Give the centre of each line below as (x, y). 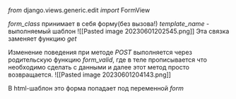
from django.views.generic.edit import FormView (79, 10)
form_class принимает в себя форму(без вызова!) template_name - (109, 24)
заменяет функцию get (42, 39)
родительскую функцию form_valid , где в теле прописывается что (108, 60)
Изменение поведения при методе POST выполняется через (100, 52)
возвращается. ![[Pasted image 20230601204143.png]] (90, 74)
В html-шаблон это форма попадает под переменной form (96, 88)
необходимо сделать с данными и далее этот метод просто (99, 67)
